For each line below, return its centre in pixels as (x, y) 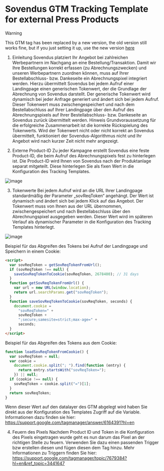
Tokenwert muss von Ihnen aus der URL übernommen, (67, 206)
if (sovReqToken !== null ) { (39, 269)
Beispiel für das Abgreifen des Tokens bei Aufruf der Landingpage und (76, 246)
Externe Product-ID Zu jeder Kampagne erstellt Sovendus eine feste (81, 150)
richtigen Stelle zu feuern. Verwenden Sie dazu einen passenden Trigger (85, 442)
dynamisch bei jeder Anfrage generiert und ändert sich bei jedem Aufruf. (85, 99)
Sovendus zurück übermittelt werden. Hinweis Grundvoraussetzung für (84, 120)
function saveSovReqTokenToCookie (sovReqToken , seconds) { (71, 301)
